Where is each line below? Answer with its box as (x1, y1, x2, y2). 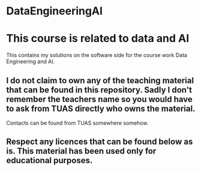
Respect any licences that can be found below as (6, 137, 193, 147)
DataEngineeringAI (6, 4, 103, 18)
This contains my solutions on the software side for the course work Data (6, 52, 188, 59)
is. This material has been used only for (6, 146, 157, 157)
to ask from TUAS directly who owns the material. (6, 103, 196, 113)
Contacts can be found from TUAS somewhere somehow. (6, 119, 149, 127)
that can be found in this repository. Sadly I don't (6, 85, 192, 95)
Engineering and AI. (6, 58, 55, 65)
